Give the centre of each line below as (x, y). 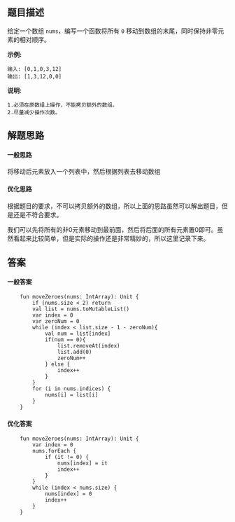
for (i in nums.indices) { (72, 389)
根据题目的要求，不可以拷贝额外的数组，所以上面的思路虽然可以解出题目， (114, 206)
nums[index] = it (83, 463)
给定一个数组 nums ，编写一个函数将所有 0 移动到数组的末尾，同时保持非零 (113, 31)
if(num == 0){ (65, 340)
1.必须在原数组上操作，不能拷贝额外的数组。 (63, 105)
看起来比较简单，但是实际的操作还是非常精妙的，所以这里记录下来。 (111, 238)
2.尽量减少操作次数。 (34, 112)
